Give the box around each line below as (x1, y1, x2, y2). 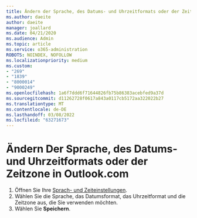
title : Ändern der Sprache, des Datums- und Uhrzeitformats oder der (6, 8, 180, 15)
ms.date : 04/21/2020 (6, 30, 57, 36)
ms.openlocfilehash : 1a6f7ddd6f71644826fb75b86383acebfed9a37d (6, 90, 164, 96)
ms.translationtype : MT (6, 101, 64, 107)
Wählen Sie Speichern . (14, 205, 71, 212)
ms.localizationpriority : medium (6, 57, 88, 63)
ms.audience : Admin (6, 36, 54, 41)
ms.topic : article (6, 41, 51, 47)
